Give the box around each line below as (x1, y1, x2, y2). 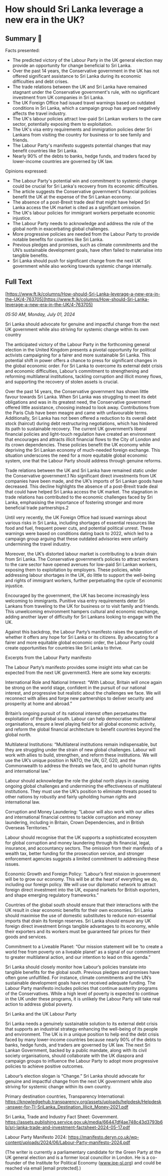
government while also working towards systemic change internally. (12, 263, 152, 269)
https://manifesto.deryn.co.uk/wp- (68, 1134, 139, 1140)
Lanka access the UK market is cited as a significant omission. (12, 205, 141, 210)
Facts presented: (5, 48, 40, 53)
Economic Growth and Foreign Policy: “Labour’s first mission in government (5, 871, 161, 877)
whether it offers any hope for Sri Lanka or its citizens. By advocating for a (5, 634, 158, 640)
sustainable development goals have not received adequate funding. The (5, 979, 156, 986)
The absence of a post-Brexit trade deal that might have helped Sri (12, 199, 150, 205)
